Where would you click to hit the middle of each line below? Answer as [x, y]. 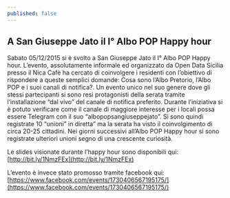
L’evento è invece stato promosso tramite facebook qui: [86, 172]
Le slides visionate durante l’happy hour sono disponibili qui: [93, 152]
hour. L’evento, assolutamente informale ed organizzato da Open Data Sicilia [115, 66]
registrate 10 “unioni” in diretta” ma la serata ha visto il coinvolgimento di [110, 124]
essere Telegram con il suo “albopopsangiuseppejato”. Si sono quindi [105, 117]
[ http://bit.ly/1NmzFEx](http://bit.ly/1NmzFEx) [71, 159]
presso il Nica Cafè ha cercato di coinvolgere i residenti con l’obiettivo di [109, 72]
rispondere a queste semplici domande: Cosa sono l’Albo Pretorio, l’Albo [109, 80]
